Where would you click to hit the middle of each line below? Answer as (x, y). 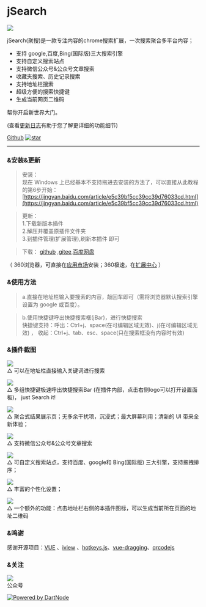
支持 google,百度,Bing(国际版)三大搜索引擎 (69, 53)
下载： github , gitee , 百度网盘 (58, 252)
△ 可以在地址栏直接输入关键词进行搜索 (56, 370)
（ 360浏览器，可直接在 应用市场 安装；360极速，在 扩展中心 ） (86, 265)
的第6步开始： (40, 190)
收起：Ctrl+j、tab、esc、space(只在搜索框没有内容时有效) (111, 333)
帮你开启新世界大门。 (34, 112)
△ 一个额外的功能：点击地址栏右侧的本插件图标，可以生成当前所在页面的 (99, 508)
